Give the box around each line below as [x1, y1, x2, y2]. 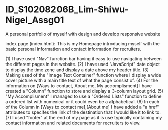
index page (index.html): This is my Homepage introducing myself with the [5, 40, 160, 46]
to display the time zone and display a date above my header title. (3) [5, 67, 149, 73]
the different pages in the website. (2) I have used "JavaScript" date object [5, 61, 160, 67]
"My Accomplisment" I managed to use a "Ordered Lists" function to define [5, 93, 162, 99]
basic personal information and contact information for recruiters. [5, 46, 141, 52]
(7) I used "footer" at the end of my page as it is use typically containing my [5, 114, 162, 120]
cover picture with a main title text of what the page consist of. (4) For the [5, 77, 158, 83]
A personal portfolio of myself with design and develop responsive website [5, 31, 161, 37]
